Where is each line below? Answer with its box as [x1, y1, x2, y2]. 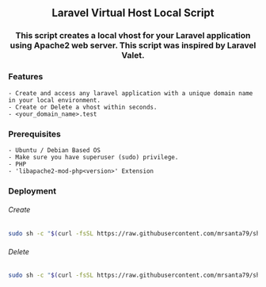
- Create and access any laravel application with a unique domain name [8, 89, 253, 98]
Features [8, 71, 44, 82]
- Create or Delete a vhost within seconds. [8, 103, 158, 111]
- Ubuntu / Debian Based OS [8, 146, 101, 154]
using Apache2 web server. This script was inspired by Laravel [9, 40, 256, 51]
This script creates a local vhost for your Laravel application [15, 30, 251, 41]
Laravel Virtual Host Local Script [51, 6, 215, 20]
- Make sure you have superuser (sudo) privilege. [8, 153, 179, 161]
